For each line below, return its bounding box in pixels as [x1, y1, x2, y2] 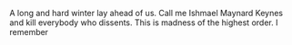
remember [9, 27, 48, 37]
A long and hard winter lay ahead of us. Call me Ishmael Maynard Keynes [9, 8, 284, 18]
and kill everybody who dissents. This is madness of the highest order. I [9, 17, 278, 28]
